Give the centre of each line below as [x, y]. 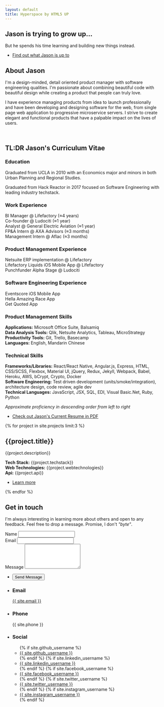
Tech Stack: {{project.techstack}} [39, 462]
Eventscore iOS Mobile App [33, 294]
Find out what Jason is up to [41, 55]
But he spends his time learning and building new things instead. [70, 46]
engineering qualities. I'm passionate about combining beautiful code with [80, 88]
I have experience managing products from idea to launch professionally [78, 102]
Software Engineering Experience [46, 283]
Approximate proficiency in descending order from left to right [68, 407]
